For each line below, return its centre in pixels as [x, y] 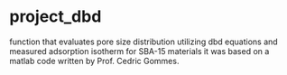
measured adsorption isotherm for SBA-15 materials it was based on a [139, 51]
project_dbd [56, 17]
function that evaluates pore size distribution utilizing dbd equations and [143, 42]
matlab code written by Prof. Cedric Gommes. [94, 61]
